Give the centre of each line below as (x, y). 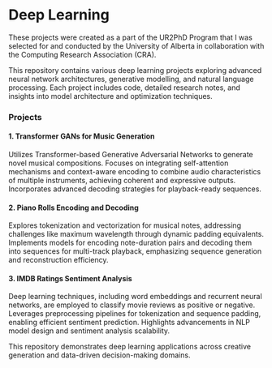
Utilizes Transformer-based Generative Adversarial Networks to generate (131, 155)
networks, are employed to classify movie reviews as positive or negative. (132, 305)
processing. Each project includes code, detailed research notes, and (125, 88)
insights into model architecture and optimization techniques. (110, 96)
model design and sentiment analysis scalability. (89, 331)
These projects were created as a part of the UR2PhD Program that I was (131, 37)
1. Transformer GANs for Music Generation (82, 136)
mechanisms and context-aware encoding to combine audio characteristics (135, 172)
